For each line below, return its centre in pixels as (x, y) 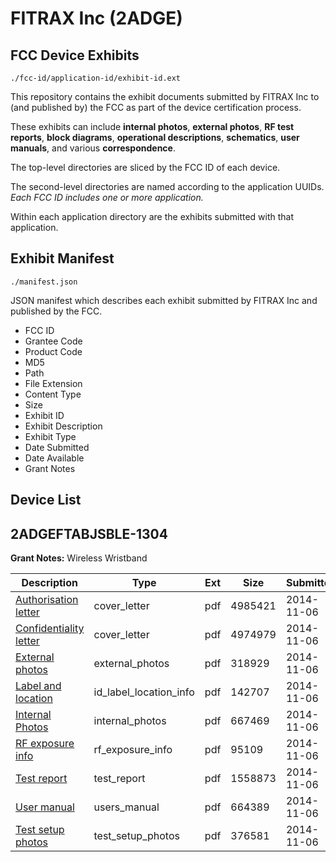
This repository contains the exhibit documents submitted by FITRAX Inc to (165, 96)
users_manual (126, 807)
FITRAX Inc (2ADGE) (96, 18)
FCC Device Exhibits (75, 55)
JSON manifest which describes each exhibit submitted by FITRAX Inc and (164, 300)
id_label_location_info (144, 692)
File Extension (53, 383)
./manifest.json (44, 282)
